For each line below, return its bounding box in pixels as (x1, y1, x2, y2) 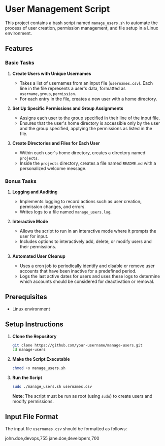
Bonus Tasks (5, 177, 37, 184)
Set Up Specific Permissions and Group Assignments (12, 105, 124, 111)
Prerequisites (5, 293, 47, 301)
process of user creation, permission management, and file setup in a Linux (5, 25, 159, 31)
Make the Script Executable (12, 356, 70, 362)
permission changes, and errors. (19, 204, 86, 209)
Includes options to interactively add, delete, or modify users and (19, 238, 152, 244)
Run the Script (12, 375, 43, 380)
